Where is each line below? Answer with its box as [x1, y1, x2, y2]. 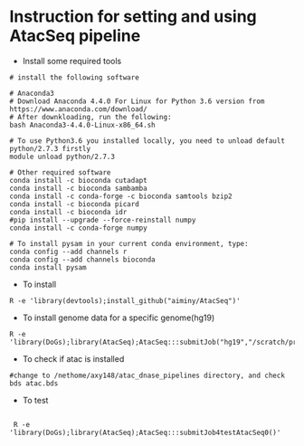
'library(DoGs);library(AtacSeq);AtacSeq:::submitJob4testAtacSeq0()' [9, 428, 281, 437]
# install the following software [9, 72, 140, 82]
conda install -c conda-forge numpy [9, 223, 147, 232]
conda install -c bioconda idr [9, 207, 128, 216]
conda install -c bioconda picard [9, 199, 140, 209]
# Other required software [9, 167, 111, 177]
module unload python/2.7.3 [9, 152, 116, 161]
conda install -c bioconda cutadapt [9, 176, 147, 185]
